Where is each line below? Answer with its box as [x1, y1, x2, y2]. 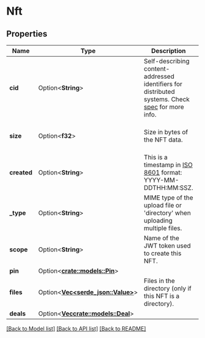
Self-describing [143, 57, 190, 65]
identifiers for [143, 80, 183, 88]
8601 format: [143, 168, 182, 176]
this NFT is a [143, 292, 180, 300]
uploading [143, 217, 173, 225]
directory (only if [143, 284, 192, 292]
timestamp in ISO [143, 160, 193, 169]
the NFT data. [143, 135, 183, 144]
